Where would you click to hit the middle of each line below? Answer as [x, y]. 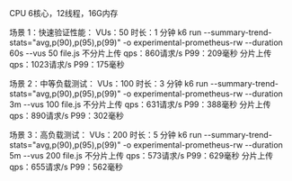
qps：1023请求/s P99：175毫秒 [67, 64]
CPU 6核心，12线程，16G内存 [64, 13]
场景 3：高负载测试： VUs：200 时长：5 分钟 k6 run [106, 135]
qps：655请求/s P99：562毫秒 [66, 167]
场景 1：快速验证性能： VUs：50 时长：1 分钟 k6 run [106, 32]
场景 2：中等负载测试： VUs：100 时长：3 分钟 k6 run [109, 83]
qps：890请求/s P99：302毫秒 [66, 116]
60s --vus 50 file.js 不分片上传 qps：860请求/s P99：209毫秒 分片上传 [141, 53]
